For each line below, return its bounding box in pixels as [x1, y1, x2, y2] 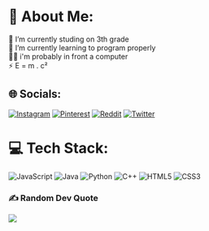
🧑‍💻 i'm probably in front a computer [8, 51, 128, 61]
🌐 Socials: [8, 87, 62, 101]
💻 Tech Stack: [8, 138, 109, 157]
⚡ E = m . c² [8, 60, 48, 70]
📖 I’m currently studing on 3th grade [8, 34, 130, 44]
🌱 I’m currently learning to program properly [8, 42, 156, 52]
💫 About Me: [8, 7, 94, 26]
